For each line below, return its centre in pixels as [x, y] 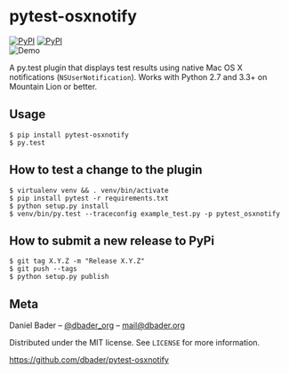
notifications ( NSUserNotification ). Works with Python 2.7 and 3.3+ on [138, 76]
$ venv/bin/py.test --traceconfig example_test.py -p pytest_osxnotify [144, 214]
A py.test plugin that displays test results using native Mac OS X [126, 68]
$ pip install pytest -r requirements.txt [89, 198]
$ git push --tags [43, 269]
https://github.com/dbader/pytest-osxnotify [89, 360]
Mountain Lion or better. [53, 86]
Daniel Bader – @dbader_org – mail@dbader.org [97, 325]
